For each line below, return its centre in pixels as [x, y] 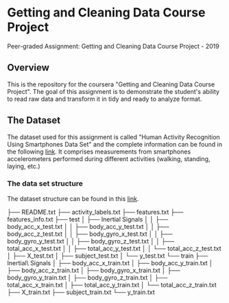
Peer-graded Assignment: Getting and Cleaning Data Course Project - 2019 [113, 46]
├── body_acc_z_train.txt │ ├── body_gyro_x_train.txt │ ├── [94, 270]
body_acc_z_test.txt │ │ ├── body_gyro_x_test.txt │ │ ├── [90, 234]
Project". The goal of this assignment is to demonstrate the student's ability [113, 91]
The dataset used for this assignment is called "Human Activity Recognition [114, 137]
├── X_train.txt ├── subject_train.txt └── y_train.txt [81, 292]
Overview [28, 68]
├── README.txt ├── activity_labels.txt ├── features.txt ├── [95, 212]
